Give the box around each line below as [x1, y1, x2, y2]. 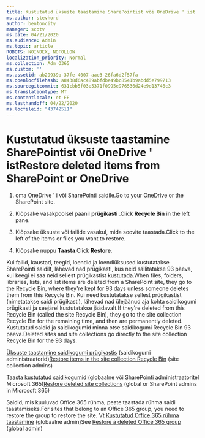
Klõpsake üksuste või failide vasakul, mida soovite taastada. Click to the [15, 228, 195, 236]
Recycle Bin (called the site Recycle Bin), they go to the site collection [6, 311, 182, 318]
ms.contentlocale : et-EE [6, 94, 70, 101]
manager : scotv [6, 26, 45, 33]
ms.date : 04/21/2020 [6, 32, 59, 38]
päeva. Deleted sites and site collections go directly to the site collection [6, 331, 188, 338]
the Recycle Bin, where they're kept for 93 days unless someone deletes [6, 285, 189, 292]
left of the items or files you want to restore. [15, 235, 126, 242]
